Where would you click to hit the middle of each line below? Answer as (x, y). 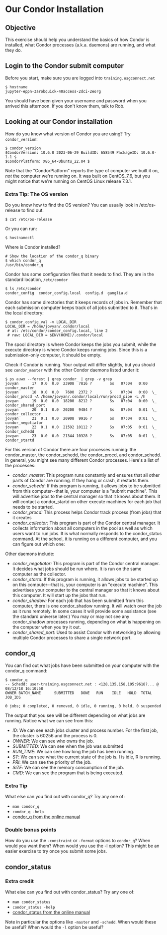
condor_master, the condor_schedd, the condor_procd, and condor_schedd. (83, 455)
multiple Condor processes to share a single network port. (72, 637)
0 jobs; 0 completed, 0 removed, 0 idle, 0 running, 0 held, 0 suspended (83, 706)
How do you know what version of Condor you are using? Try (68, 134)
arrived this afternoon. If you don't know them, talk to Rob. (65, 106)
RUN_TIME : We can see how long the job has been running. (73, 751)
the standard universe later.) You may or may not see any (71, 616)
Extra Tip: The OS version (37, 194)
